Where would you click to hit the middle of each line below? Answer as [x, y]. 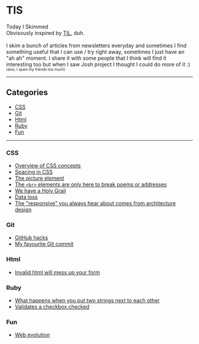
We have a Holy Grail [40, 191]
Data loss [26, 197]
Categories [27, 93]
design [23, 210]
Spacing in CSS [34, 172]
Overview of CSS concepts [48, 165]
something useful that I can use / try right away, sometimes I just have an [95, 51]
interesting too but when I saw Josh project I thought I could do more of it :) [98, 64]
